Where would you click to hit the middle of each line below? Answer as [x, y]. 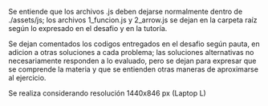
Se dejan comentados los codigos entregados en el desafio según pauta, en [134, 44]
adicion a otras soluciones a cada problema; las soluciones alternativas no [131, 52]
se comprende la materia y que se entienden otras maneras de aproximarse [134, 69]
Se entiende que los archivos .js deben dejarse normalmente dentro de [126, 12]
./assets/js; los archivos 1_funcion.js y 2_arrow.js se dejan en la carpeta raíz [133, 20]
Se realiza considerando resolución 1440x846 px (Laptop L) [107, 93]
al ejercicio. [27, 78]
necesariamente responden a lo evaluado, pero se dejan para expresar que [132, 61]
